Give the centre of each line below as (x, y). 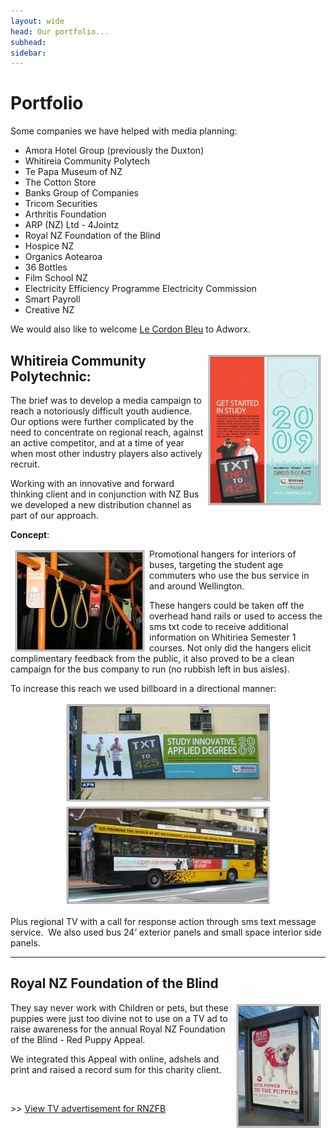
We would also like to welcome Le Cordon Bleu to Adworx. (131, 329)
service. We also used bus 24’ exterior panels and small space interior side (166, 932)
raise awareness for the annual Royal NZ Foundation (118, 1029)
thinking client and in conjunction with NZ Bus (105, 494)
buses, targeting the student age (216, 564)
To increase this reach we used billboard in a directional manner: (143, 688)
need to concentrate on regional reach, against (107, 432)
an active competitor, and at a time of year (97, 443)
